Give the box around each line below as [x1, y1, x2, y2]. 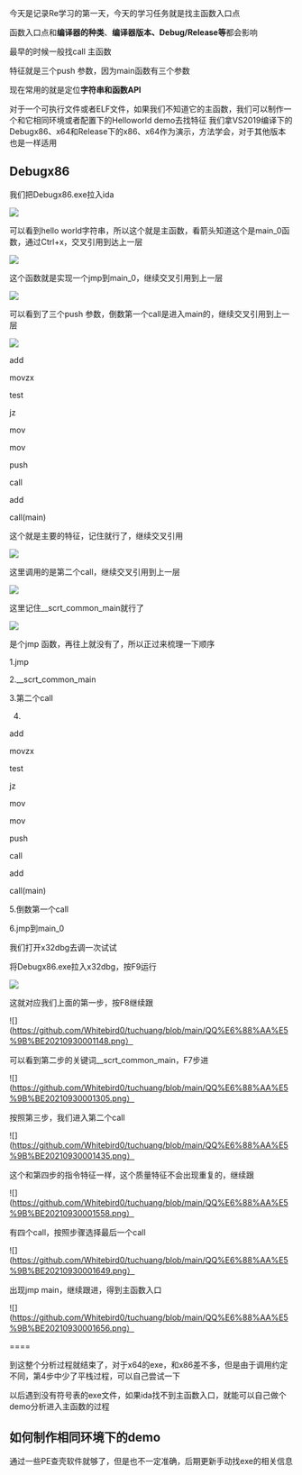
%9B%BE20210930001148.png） [9, 1035, 133, 1046]
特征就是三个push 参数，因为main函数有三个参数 [9, 66, 191, 76]
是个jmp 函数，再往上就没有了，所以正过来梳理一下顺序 [9, 638, 215, 649]
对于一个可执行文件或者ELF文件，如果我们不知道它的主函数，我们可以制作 [9, 104, 284, 114]
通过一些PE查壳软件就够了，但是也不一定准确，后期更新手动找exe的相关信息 [9, 1455, 293, 1466]
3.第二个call [9, 692, 54, 703]
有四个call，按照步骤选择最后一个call [9, 1226, 146, 1237]
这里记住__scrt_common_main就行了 [9, 602, 144, 613]
